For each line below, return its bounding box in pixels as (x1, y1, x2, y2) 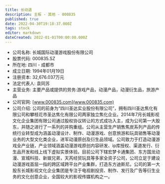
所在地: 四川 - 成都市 (12, 62, 55, 68)
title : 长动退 (5, 7, 32, 12)
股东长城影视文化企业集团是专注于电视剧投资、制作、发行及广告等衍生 (12, 167, 156, 173)
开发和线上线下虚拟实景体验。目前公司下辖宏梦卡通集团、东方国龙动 (21, 149, 160, 155)
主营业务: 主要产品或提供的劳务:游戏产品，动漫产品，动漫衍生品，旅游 (12, 87, 155, 92)
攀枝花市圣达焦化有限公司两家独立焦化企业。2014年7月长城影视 (29, 111, 160, 117)
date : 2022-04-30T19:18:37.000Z (5, 21, 72, 26)
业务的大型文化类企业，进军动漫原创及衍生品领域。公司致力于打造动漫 (12, 136, 156, 142)
